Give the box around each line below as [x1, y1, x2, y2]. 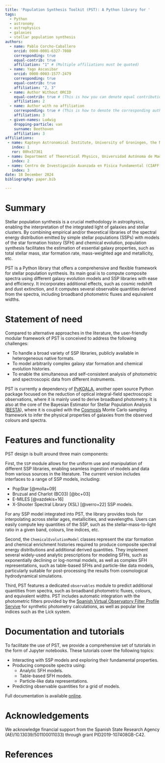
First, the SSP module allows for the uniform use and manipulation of [5, 460, 142, 466]
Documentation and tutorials [5, 626, 125, 637]
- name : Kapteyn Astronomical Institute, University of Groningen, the [7, 140, 157, 145]
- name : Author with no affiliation [9, 104, 84, 109]
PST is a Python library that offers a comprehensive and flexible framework [5, 265, 157, 271]
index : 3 [11, 168, 29, 173]
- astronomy [9, 21, 34, 26]
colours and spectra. [5, 417, 47, 423]
